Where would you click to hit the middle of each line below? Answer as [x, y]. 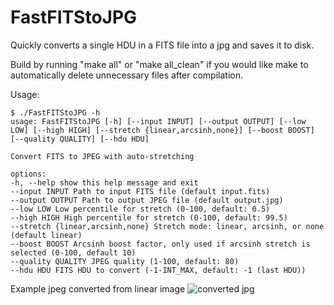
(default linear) [46, 235]
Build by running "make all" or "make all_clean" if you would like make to [159, 64]
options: [28, 174]
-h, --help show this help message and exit [104, 182]
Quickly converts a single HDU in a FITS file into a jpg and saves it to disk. [162, 45]
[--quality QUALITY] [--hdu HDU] [80, 139]
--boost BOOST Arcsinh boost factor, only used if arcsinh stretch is [160, 244]
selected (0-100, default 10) [73, 252]
